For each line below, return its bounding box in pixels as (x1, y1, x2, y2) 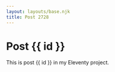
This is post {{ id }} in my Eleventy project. (6, 59, 110, 66)
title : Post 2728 (6, 14, 49, 20)
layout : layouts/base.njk (6, 8, 70, 15)
